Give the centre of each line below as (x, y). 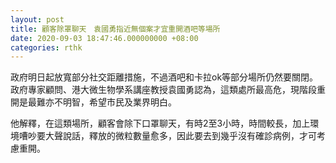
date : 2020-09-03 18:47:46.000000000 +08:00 (104, 38)
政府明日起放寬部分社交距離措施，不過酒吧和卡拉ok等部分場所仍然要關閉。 (164, 77)
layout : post (37, 19)
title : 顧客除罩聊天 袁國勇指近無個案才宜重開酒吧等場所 (115, 29)
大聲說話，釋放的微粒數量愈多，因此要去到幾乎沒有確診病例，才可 (180, 136)
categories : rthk (46, 47)
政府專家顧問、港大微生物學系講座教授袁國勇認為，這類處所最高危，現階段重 (168, 90)
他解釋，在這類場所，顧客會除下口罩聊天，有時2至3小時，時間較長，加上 (160, 123)
